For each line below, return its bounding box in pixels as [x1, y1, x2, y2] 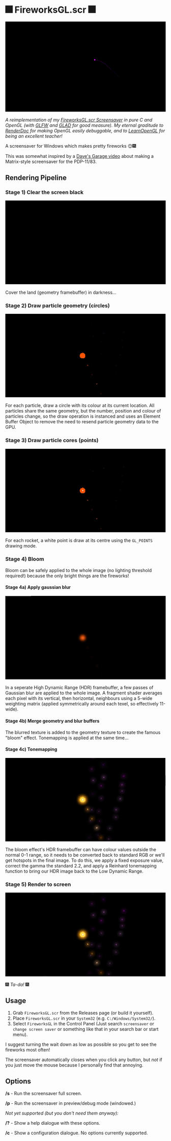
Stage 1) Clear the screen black [5, 188, 84, 196]
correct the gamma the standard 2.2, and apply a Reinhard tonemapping [5, 862, 157, 868]
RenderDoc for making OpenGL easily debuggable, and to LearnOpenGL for [5, 128, 165, 134]
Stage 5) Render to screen [5, 881, 71, 888]
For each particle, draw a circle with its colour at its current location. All [5, 402, 155, 409]
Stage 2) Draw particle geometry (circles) [5, 302, 110, 309]
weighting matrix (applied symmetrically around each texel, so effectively [5, 701, 159, 707]
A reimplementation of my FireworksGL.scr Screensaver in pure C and [5, 117, 153, 123]
